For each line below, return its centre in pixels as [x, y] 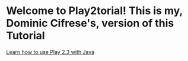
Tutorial [26, 36]
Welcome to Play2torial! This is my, [94, 11]
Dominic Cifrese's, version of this [90, 23]
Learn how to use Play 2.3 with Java [50, 52]
